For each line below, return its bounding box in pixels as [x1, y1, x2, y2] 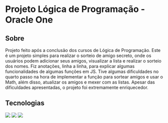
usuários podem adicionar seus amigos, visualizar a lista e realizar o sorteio [5, 58, 161, 63]
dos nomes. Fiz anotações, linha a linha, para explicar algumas [5, 63, 135, 69]
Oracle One [5, 14, 53, 25]
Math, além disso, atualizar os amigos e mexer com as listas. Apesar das [5, 79, 155, 85]
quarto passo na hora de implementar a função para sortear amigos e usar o [5, 74, 163, 79]
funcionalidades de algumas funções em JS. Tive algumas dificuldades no [5, 68, 159, 74]
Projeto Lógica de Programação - [5, 3, 145, 15]
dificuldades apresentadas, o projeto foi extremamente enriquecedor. [5, 84, 149, 90]
